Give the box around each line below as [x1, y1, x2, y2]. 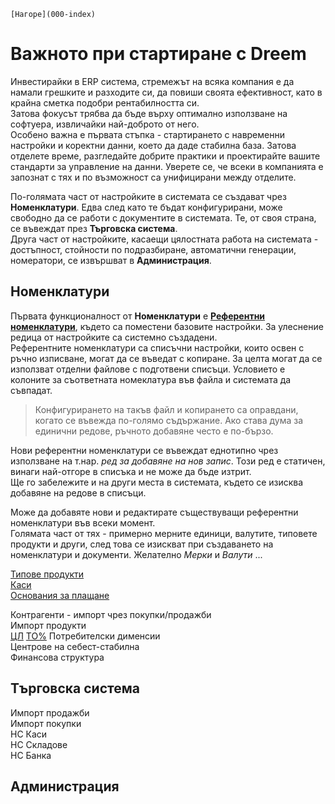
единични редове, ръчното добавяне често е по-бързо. [34, 425, 274, 437]
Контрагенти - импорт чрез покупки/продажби [10, 608, 212, 620]
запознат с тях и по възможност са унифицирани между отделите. [10, 171, 297, 183]
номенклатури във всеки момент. [10, 516, 156, 529]
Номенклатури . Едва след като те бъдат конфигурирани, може [10, 201, 283, 213]
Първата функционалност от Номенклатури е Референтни [10, 310, 266, 322]
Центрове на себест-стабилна [10, 640, 140, 652]
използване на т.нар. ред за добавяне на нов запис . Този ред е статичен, [10, 455, 326, 467]
